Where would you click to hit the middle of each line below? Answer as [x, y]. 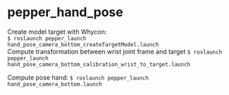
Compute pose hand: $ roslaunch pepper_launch [78, 77]
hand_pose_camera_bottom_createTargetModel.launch [83, 44]
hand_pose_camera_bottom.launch [55, 84]
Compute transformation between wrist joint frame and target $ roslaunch [115, 51]
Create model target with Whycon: [57, 32]
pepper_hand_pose [65, 12]
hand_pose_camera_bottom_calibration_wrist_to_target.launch [99, 64]
